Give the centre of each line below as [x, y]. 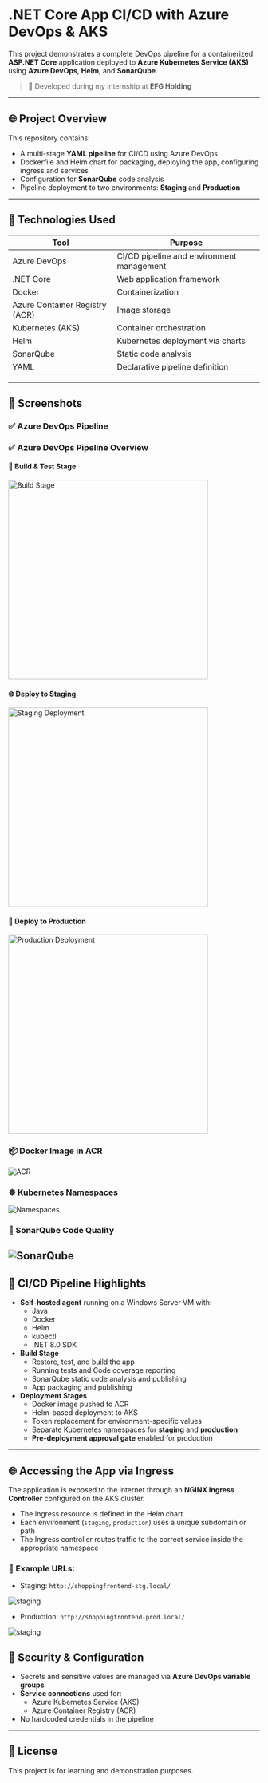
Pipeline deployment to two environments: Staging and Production [130, 187]
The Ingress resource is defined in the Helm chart [101, 1513]
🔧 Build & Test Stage [42, 467]
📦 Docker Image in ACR [55, 1151]
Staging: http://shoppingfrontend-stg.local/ [95, 1586]
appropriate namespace [59, 1548]
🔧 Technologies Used [62, 220]
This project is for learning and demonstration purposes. [101, 1770]
